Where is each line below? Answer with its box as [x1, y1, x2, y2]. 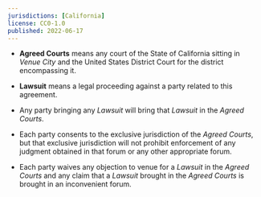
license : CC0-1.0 [7, 19, 66, 27]
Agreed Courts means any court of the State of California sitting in [18, 49, 240, 59]
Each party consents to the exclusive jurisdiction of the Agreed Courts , [18, 129, 254, 139]
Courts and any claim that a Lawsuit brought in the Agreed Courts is [18, 170, 244, 181]
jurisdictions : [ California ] [7, 11, 105, 20]
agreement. [18, 90, 58, 100]
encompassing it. [18, 66, 77, 76]
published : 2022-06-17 [7, 27, 84, 35]
